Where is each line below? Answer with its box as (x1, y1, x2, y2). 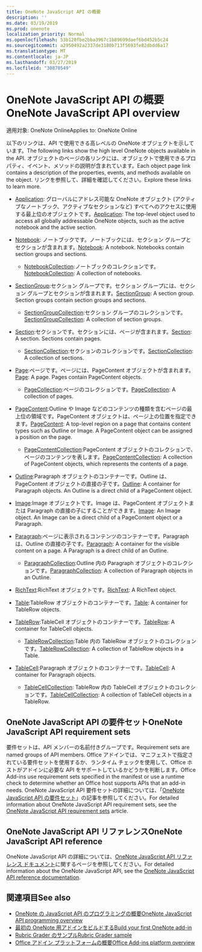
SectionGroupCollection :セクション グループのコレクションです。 (24, 309, 186, 316)
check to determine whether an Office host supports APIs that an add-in (6, 779, 186, 787)
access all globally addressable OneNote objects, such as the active (14, 217, 185, 225)
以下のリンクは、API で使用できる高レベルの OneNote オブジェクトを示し (6, 139, 189, 147)
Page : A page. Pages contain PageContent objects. (14, 374, 143, 381)
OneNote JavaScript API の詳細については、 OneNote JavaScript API (6, 852, 175, 860)
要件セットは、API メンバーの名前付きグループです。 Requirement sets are (6, 744, 190, 751)
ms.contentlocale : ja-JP (6, 54, 69, 60)
